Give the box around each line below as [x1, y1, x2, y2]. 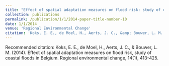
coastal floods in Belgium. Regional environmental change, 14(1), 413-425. [5, 55, 159, 60]
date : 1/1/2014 [5, 21, 37, 26]
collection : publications [5, 12, 59, 17]
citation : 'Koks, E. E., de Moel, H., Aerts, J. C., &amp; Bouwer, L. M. [5, 30, 163, 35]
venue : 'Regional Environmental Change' [5, 26, 92, 31]
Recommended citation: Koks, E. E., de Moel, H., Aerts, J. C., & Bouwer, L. [5, 44, 158, 50]
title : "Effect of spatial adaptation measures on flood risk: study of [5, 7, 161, 12]
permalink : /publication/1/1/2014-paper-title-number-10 [5, 16, 127, 21]
